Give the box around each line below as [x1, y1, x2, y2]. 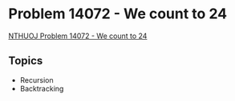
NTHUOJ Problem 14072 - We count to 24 [8, 31, 148, 41]
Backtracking [19, 84, 64, 93]
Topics [8, 54, 43, 68]
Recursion [19, 75, 54, 84]
